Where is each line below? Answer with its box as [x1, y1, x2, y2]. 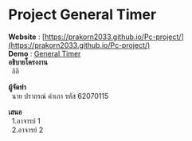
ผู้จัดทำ [8, 82, 26, 92]
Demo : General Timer [8, 49, 81, 58]
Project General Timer [8, 6, 157, 24]
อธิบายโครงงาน [8, 57, 48, 67]
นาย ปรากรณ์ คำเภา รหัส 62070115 [11, 91, 109, 100]
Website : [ [8, 32, 45, 41]
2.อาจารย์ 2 [11, 125, 44, 135]
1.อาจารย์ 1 [11, 116, 41, 125]
